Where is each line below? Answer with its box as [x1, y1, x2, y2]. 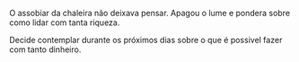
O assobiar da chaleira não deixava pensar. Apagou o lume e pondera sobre [9, 8, 290, 18]
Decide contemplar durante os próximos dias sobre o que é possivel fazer [9, 35, 283, 45]
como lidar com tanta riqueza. [9, 17, 120, 28]
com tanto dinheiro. [9, 44, 82, 55]
